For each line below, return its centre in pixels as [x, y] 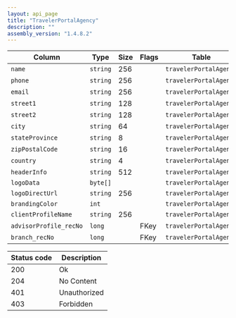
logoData [25, 183]
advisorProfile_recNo [47, 226]
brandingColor [34, 204]
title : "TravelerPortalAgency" [53, 20]
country [24, 161]
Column [47, 57]
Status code [32, 258]
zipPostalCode [34, 149]
